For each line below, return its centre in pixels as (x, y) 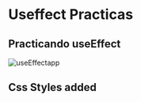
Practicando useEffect (65, 44)
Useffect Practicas (70, 15)
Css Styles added (52, 87)
